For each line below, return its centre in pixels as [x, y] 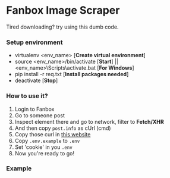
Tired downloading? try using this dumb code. [62, 27]
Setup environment [35, 42]
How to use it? [27, 96]
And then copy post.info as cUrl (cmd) [63, 128]
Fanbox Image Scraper [63, 10]
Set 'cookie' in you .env [43, 147]
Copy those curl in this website [53, 134]
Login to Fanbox [34, 109]
